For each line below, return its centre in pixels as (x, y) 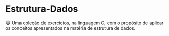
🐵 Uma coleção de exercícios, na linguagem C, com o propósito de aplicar (84, 23)
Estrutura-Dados (42, 9)
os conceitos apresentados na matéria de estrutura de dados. (70, 28)
